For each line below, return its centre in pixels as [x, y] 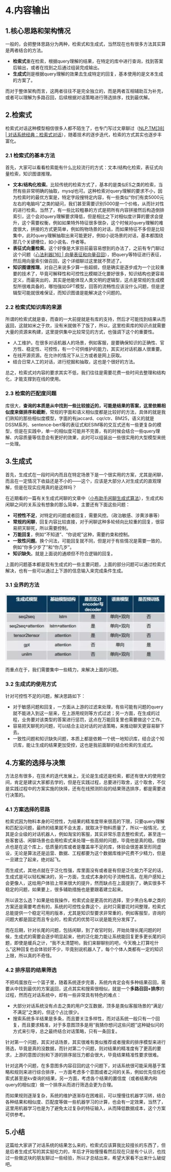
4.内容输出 [27, 10]
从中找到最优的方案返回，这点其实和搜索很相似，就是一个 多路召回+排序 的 [87, 988]
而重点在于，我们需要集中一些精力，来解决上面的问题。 [63, 669]
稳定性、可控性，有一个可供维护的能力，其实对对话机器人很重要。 [95, 349]
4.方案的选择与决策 [35, 763]
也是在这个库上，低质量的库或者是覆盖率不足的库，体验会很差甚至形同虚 [85, 847]
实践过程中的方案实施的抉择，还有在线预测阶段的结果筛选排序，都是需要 [85, 789]
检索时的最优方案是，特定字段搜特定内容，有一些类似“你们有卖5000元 [91, 197]
